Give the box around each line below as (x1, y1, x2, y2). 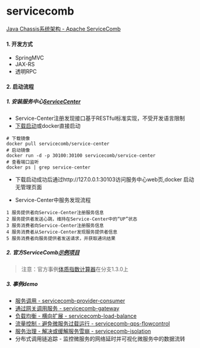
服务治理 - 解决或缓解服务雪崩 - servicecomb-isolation (15, 327, 152, 335)
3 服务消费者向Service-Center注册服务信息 (6, 222, 104, 229)
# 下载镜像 (6, 135, 30, 141)
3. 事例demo (6, 280, 38, 288)
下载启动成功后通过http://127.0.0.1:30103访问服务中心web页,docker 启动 (15, 175, 195, 183)
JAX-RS (15, 61, 35, 68)
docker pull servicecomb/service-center (6, 141, 110, 147)
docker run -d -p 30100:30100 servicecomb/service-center (6, 152, 156, 159)
